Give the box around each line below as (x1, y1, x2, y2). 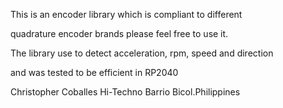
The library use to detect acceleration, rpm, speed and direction (10, 47, 274, 59)
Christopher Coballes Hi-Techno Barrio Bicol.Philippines (10, 86, 241, 98)
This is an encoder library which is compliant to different (10, 9, 243, 20)
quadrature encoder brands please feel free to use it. (10, 28, 229, 39)
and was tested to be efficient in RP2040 (10, 67, 179, 78)
